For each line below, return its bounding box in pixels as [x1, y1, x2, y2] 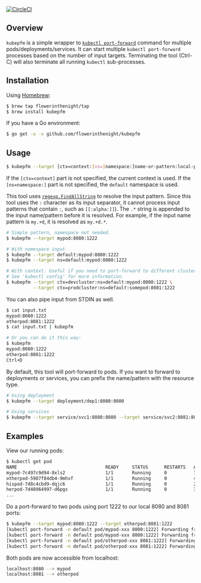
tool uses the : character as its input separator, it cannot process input [6, 199, 181, 206]
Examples [6, 431, 44, 441]
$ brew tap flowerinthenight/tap [6, 103, 90, 109]
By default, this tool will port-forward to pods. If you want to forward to [6, 368, 181, 375]
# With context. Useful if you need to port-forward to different [6, 268, 175, 274]
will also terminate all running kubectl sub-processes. [13, 58, 146, 65]
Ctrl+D [6, 357, 23, 363]
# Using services [6, 409, 50, 415]
